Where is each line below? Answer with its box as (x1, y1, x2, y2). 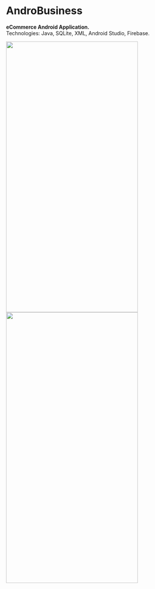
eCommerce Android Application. (6, 23, 89, 30)
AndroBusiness (6, 4, 83, 18)
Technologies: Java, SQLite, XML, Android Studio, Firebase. (6, 29, 150, 36)
